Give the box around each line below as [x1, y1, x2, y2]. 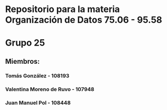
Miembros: [5, 57, 40, 66]
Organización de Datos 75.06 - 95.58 [5, 14, 162, 26]
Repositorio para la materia [5, 4, 120, 15]
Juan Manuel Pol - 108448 [5, 99, 71, 106]
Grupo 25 [5, 37, 45, 49]
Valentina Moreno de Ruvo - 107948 [5, 85, 94, 92]
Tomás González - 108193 [5, 72, 70, 79]
